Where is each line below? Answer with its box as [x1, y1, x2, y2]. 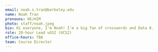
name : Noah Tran [5, 12, 39, 17]
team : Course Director [5, 40, 52, 45]
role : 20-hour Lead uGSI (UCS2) [5, 30, 72, 35]
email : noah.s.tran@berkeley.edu [5, 7, 74, 12]
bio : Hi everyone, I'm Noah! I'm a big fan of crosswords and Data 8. [5, 26, 154, 31]
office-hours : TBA [5, 35, 43, 40]
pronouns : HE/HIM [5, 16, 41, 21]
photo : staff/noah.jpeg [5, 21, 54, 26]
